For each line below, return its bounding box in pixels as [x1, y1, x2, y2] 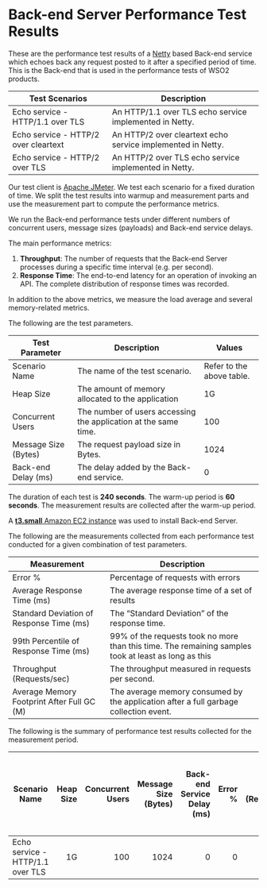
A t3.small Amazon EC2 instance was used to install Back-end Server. [8, 515, 238, 525]
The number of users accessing [77, 406, 196, 417]
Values [215, 342, 243, 353]
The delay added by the [77, 461, 166, 473]
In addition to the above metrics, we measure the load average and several [8, 294, 253, 303]
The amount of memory [77, 383, 165, 394]
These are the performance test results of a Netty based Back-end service [8, 48, 253, 58]
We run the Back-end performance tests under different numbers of [8, 214, 230, 224]
